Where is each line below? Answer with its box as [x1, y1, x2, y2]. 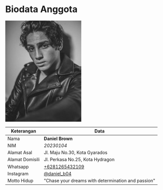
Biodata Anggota [5, 4, 78, 15]
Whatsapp [7, 163, 29, 170]
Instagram [7, 170, 29, 176]
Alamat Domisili [7, 157, 40, 163]
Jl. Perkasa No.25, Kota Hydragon [44, 157, 115, 163]
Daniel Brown [44, 135, 73, 141]
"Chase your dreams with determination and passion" [44, 178, 155, 184]
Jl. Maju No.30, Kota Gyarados [44, 150, 108, 156]
